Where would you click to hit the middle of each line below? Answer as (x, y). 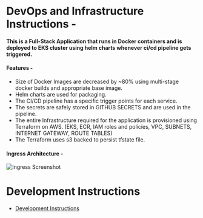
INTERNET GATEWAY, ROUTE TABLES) (64, 133)
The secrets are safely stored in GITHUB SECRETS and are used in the (103, 107)
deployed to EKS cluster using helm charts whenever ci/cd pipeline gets (99, 47)
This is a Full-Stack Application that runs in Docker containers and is (94, 41)
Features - (20, 68)
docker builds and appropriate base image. (69, 88)
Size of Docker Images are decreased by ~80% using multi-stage (97, 81)
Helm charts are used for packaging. (61, 94)
